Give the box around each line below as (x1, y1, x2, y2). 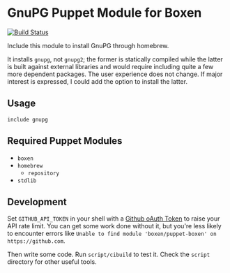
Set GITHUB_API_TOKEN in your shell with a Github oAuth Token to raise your (7, 214, 220, 223)
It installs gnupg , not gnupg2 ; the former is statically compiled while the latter (7, 54, 223, 64)
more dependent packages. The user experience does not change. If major (7, 70, 223, 78)
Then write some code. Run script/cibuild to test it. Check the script (7, 250, 210, 259)
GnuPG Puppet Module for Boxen (7, 5, 202, 21)
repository (27, 170, 60, 177)
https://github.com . (7, 237, 66, 245)
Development (7, 195, 68, 207)
